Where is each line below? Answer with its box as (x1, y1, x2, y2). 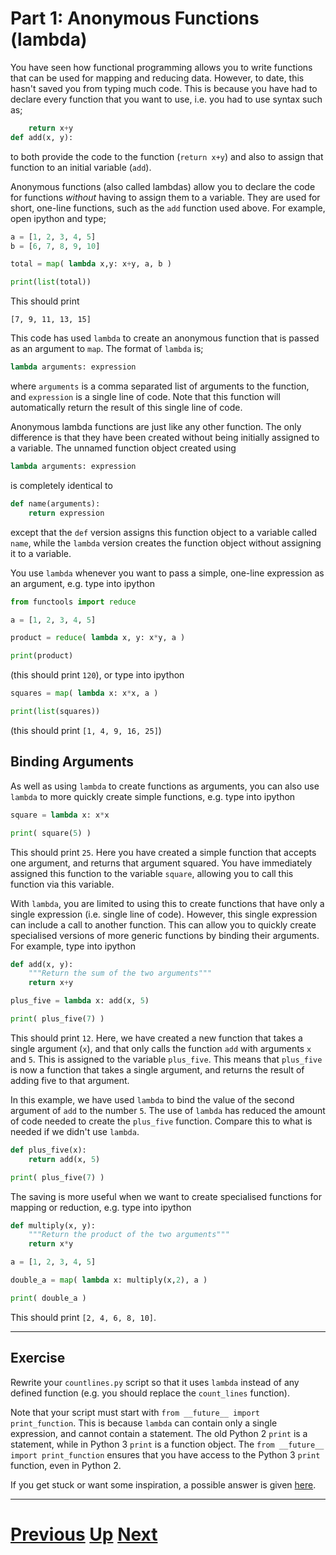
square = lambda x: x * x (10, 810, 110, 820)
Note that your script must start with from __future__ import (10, 1406, 260, 1418)
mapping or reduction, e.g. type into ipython (10, 1201, 192, 1213)
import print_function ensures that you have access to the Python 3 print (10, 1448, 321, 1461)
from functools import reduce (10, 597, 137, 607)
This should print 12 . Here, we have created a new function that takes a (10, 1032, 303, 1044)
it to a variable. (10, 547, 72, 559)
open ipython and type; (10, 212, 107, 224)
